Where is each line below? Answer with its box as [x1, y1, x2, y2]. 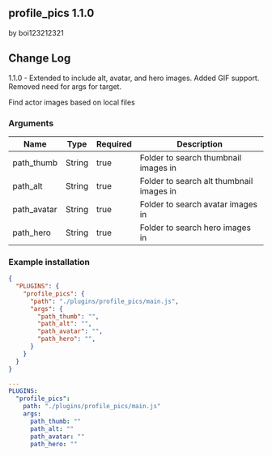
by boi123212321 [8, 28, 64, 37]
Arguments [8, 117, 54, 129]
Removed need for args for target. [8, 81, 122, 92]
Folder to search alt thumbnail [139, 175, 253, 186]
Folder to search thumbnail [139, 151, 242, 163]
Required [96, 138, 132, 149]
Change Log [8, 52, 71, 66]
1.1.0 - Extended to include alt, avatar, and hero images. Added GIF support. [8, 73, 260, 83]
